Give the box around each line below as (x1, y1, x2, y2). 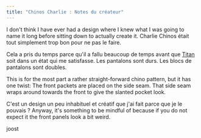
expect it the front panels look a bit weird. (6, 113, 111, 120)
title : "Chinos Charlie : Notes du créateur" (6, 9, 124, 15)
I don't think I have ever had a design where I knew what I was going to (6, 26, 185, 33)
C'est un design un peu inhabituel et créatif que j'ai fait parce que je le (6, 100, 183, 107)
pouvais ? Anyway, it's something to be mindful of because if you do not (6, 106, 188, 114)
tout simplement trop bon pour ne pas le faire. (6, 38, 122, 46)
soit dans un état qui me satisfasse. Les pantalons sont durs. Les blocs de (6, 57, 192, 64)
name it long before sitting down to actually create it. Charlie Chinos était (6, 32, 189, 40)
